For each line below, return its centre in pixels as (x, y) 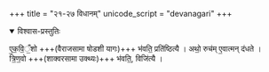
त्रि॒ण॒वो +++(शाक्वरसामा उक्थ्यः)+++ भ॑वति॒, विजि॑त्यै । (86, 58)
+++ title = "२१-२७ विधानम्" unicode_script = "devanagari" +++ (121, 14)
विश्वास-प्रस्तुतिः (39, 31)
